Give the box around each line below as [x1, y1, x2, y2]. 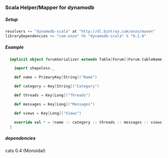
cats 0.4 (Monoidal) [5, 148, 46, 154]
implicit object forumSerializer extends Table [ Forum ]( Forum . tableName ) [9, 57, 164, 62]
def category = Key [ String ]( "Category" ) [14, 84, 99, 89]
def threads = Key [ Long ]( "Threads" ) [14, 93, 91, 98]
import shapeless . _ [14, 66, 55, 71]
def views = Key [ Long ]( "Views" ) [14, 111, 81, 116]
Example [5, 44, 24, 50]
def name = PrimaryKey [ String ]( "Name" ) [14, 75, 97, 80]
